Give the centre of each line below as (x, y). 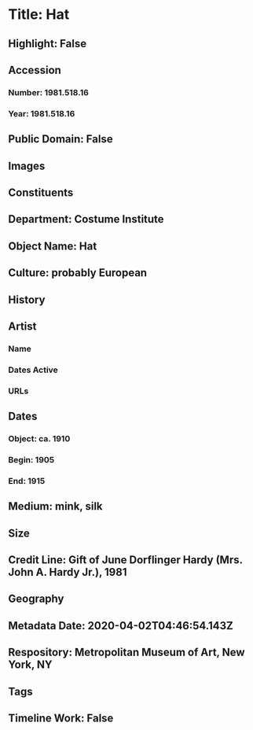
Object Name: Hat (53, 246)
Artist (22, 326)
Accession (35, 70)
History (27, 299)
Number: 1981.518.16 (48, 92)
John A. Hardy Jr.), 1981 (68, 572)
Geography (36, 599)
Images (27, 166)
